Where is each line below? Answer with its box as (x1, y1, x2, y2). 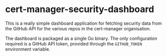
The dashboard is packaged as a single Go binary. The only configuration (5, 35, 157, 41)
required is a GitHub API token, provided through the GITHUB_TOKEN (5, 40, 142, 46)
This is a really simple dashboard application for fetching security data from (5, 20, 162, 26)
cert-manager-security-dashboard (5, 4, 154, 15)
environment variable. (5, 46, 50, 52)
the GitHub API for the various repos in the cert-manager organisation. (5, 25, 151, 31)
